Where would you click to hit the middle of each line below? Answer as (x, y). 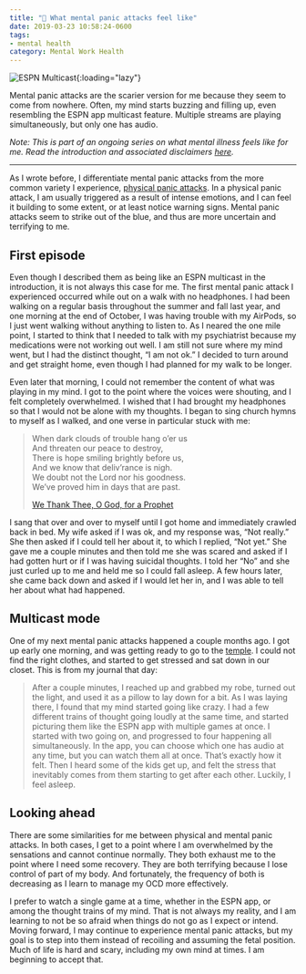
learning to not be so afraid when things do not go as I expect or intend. (144, 920)
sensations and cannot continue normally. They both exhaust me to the (143, 855)
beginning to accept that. (56, 959)
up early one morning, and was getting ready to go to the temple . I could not (153, 650)
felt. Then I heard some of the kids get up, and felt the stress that (153, 765)
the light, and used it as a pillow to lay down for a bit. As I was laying (160, 697)
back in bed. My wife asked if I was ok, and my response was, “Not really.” (149, 532)
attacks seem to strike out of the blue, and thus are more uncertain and (143, 217)
